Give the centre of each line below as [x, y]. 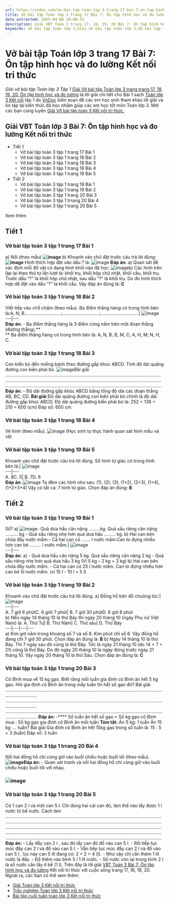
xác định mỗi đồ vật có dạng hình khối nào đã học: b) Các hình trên [84, 267]
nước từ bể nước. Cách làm [33, 811]
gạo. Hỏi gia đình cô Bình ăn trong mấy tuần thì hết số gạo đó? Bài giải [78, 685]
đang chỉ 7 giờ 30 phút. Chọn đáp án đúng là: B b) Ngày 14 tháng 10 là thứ [82, 639]
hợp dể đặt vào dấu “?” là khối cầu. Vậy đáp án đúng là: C [65, 284]
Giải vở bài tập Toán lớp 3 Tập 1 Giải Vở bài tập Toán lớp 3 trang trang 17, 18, [84, 89]
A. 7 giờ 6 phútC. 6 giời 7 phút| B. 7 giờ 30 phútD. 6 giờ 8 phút [69, 612]
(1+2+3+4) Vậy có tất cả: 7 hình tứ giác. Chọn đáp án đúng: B [69, 487]
